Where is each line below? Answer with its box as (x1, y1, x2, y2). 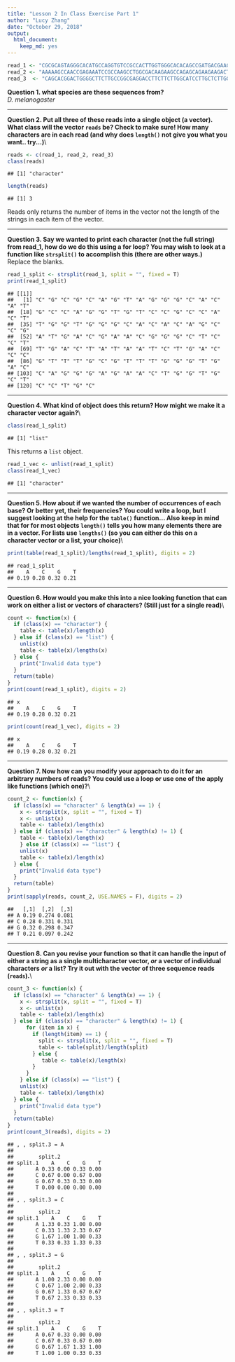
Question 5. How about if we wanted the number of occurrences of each (7, 498, 222, 507)
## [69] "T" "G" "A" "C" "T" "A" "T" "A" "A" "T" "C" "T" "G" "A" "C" (7, 346, 220, 353)
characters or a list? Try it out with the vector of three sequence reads (7, 964, 215, 972)
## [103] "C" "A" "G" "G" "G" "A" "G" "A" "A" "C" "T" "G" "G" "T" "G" (7, 370, 220, 377)
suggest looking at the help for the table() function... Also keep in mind (7, 513, 220, 522)
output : (7, 29, 30, 37)
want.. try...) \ (7, 137, 47, 146)
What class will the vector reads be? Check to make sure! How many (7, 123, 209, 131)
